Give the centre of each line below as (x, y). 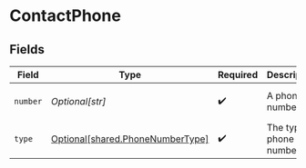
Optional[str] (79, 101)
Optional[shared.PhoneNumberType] (130, 139)
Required (238, 75)
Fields (27, 49)
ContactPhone (65, 16)
